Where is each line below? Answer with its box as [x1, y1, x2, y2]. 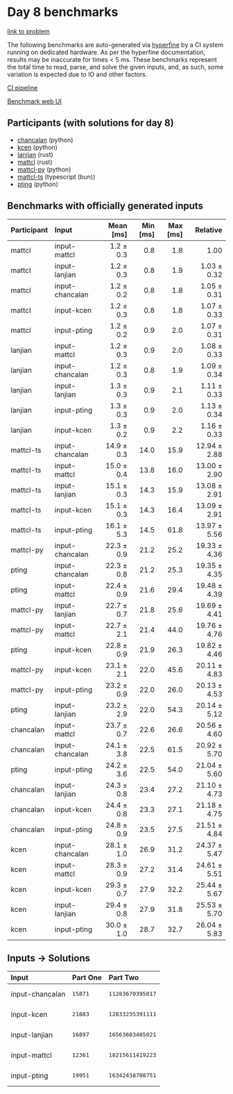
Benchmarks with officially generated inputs [7, 200, 203, 212]
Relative [195, 225, 223, 235]
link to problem [7, 27, 50, 35]
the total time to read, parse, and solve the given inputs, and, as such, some [7, 63, 224, 71]
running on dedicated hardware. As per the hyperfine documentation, [7, 48, 206, 56]
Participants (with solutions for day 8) [7, 117, 175, 129]
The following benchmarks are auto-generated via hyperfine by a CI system [7, 40, 224, 49]
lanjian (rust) [17, 150, 53, 158]
